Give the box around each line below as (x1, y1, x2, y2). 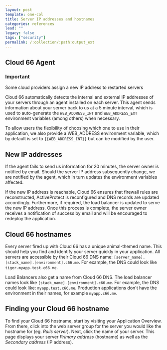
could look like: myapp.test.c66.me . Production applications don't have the (5, 285, 157, 291)
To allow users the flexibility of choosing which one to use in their (5, 125, 140, 131)
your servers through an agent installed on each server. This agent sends (5, 99, 156, 105)
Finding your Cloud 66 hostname (5, 305, 110, 313)
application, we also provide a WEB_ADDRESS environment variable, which (5, 130, 160, 136)
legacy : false (5, 30, 35, 35)
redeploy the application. (5, 216, 56, 222)
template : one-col (5, 12, 43, 17)
